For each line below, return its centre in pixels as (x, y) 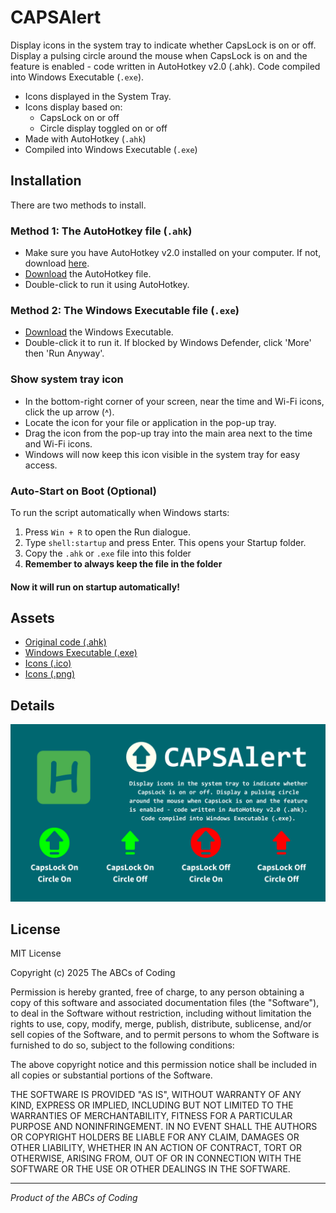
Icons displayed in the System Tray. (98, 96)
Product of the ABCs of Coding (74, 1198)
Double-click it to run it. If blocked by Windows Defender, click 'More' (168, 343)
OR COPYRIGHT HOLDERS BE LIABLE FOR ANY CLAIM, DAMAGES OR (155, 1137)
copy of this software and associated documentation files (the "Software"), (165, 1003)
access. (41, 465)
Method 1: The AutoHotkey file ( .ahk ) (101, 231)
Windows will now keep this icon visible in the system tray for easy (162, 454)
